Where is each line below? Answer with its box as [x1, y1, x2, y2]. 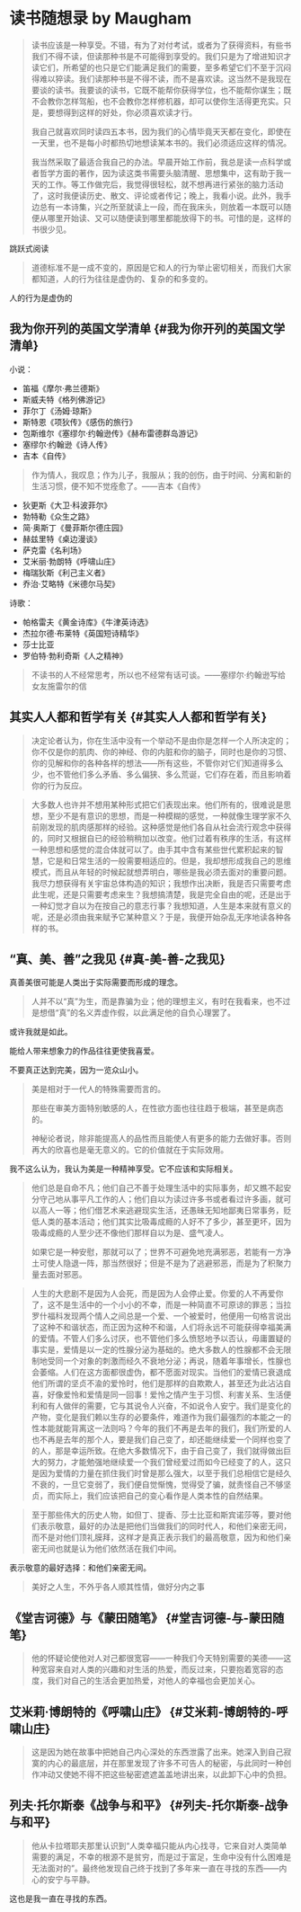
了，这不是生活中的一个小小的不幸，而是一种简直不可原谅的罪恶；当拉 [31, 1300, 292, 1311]
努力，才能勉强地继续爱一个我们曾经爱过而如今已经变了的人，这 [47, 1457, 284, 1468]
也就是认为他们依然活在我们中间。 [55, 1543, 181, 1554]
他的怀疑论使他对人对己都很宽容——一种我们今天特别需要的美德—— [31, 1653, 284, 1664]
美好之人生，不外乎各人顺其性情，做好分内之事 [31, 1581, 205, 1592]
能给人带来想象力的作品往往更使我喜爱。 [9, 1045, 159, 1056]
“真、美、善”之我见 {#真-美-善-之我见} [9, 951, 226, 966]
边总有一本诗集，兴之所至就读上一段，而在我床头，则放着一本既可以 [31, 201, 284, 212]
